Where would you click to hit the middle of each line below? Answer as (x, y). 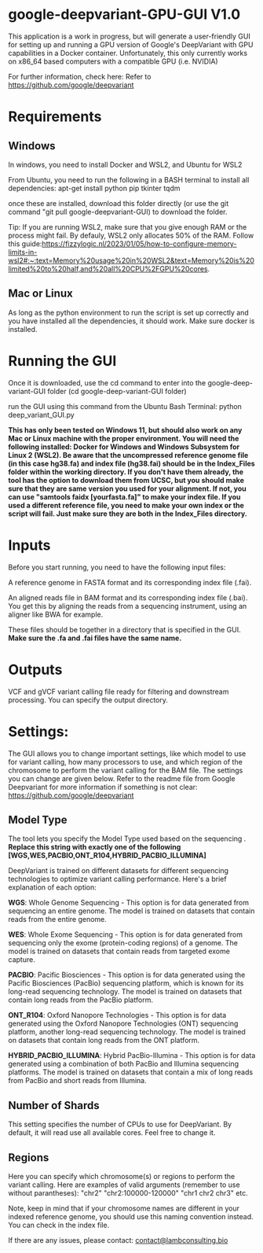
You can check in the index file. (59, 1225)
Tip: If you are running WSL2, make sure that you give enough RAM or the (128, 227)
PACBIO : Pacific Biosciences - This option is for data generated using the (127, 975)
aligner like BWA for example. (56, 614)
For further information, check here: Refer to (80, 76)
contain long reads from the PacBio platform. (80, 1000)
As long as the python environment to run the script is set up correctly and (128, 312)
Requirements (55, 117)
